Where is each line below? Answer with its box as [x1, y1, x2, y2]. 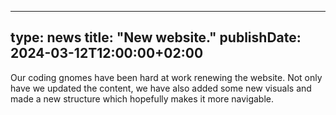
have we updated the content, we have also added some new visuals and [10, 82, 312, 94]
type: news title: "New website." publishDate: [10, 29, 302, 46]
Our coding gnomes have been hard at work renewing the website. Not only [10, 71, 323, 83]
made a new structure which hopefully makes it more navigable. [10, 92, 275, 105]
